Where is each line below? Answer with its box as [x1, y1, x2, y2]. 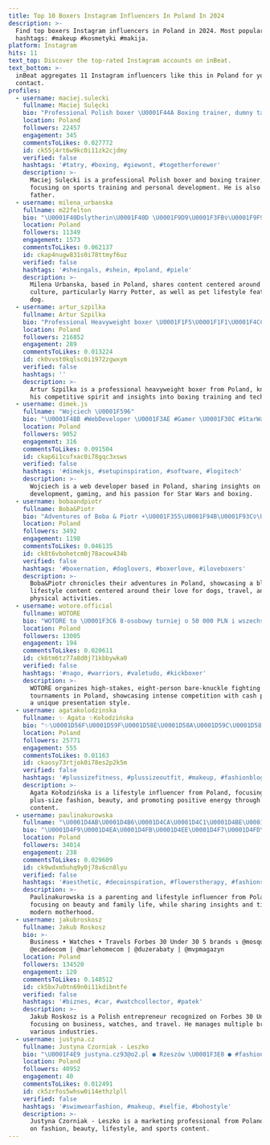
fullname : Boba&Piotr [22, 505, 95, 513]
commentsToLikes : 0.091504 [22, 445, 113, 453]
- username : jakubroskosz [15, 915, 103, 924]
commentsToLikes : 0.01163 [22, 751, 110, 759]
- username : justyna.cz [15, 1035, 95, 1043]
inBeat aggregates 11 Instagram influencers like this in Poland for [15, 72, 253, 80]
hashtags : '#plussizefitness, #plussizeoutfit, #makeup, [22, 774, 218, 782]
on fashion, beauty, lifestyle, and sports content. [29, 1125, 211, 1133]
